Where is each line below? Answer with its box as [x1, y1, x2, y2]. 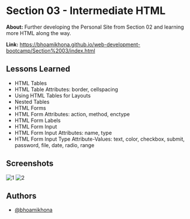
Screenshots [6, 159, 54, 169]
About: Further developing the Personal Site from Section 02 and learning [6, 23, 184, 30]
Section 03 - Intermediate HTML [6, 4, 165, 18]
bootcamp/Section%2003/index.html [6, 47, 95, 54]
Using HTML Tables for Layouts [14, 92, 91, 99]
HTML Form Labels [14, 117, 61, 124]
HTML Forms [14, 104, 46, 112]
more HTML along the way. [6, 29, 71, 36]
